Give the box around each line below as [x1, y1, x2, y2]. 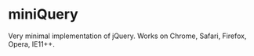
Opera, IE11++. [8, 39, 55, 48]
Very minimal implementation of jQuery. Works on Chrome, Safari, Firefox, [8, 31, 247, 40]
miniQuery [8, 5, 78, 23]
